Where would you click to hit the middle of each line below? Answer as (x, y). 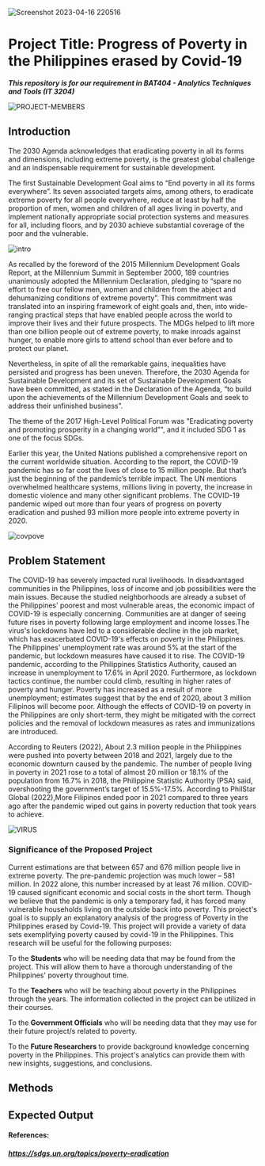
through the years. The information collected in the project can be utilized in (132, 999)
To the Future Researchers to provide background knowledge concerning (129, 1046)
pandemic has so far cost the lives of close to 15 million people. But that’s (127, 470)
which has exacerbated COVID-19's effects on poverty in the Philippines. (127, 638)
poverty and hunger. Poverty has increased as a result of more (110, 689)
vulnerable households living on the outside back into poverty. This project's (132, 909)
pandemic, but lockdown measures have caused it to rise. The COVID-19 (127, 655)
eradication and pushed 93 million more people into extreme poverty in (124, 512)
